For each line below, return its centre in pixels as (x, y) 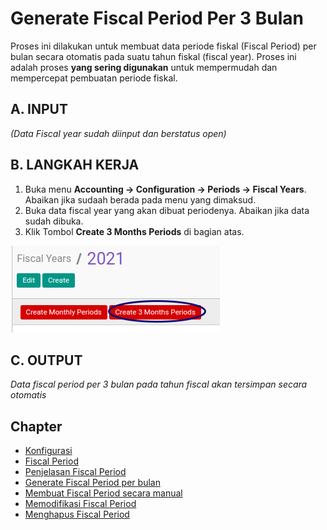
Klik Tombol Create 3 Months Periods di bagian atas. (134, 231)
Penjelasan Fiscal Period (75, 472)
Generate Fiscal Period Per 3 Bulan (157, 18)
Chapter (36, 426)
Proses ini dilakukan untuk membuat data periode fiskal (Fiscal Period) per (163, 46)
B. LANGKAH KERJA (75, 165)
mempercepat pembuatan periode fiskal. (94, 78)
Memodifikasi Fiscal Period (80, 504)
